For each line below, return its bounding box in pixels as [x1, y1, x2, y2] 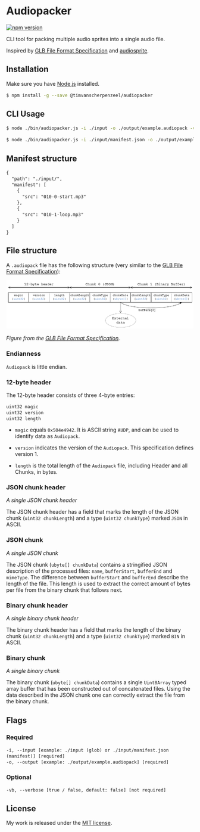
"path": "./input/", [11, 176, 62, 182]
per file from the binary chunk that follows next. [6, 586, 123, 594]
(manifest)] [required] [6, 753, 65, 759]
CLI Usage [6, 109, 45, 119]
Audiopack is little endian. [6, 363, 67, 370]
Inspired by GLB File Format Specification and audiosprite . [6, 46, 149, 54]
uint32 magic [6, 404, 39, 410]
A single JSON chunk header [6, 496, 77, 504]
